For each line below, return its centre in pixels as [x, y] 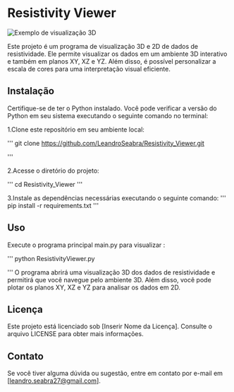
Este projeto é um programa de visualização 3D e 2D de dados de [103, 46]
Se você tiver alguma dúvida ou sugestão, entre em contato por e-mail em [115, 374]
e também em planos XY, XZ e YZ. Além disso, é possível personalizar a [112, 61]
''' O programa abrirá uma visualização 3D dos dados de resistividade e [111, 272]
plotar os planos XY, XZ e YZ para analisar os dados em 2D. [94, 287]
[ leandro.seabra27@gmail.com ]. [54, 381]
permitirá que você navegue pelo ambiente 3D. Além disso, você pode [109, 279]
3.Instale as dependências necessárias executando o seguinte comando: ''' [117, 198]
